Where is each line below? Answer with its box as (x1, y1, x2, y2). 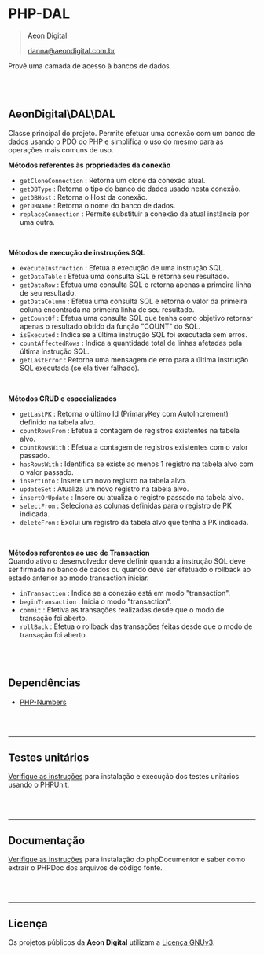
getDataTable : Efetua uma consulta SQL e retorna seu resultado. (19, 271, 229, 281)
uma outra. (19, 217, 55, 226)
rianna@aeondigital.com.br (27, 46, 115, 55)
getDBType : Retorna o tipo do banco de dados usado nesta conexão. (19, 184, 241, 193)
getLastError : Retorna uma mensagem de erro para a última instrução (19, 354, 249, 364)
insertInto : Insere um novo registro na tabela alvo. (19, 476, 187, 485)
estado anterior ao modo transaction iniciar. (8, 573, 149, 582)
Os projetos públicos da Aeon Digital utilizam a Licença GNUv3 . (8, 938, 215, 947)
